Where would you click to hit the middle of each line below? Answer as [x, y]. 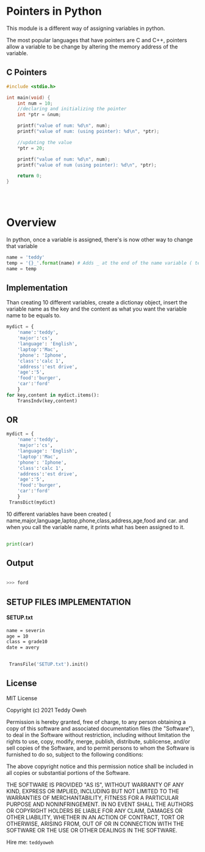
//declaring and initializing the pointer [72, 109]
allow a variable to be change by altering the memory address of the [92, 47]
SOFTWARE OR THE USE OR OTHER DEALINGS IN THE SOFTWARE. [92, 830]
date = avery [23, 647]
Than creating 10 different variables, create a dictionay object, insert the [97, 303]
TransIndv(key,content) [48, 401]
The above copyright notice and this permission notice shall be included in [100, 766]
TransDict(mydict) [32, 502]
